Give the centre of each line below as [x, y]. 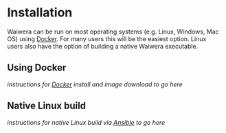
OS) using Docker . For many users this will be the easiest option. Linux [107, 38]
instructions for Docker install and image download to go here [95, 84]
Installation [40, 13]
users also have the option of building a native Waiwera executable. [103, 46]
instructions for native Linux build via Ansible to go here [86, 122]
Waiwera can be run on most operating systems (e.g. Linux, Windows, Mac [113, 32]
